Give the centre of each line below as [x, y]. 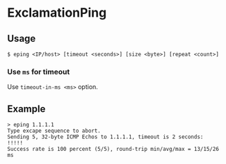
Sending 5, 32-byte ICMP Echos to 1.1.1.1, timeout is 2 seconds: [105, 137]
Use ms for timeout [39, 72]
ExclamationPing [57, 13]
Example [26, 109]
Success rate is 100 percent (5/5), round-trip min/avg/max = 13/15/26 [113, 149]
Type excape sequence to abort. [54, 131]
